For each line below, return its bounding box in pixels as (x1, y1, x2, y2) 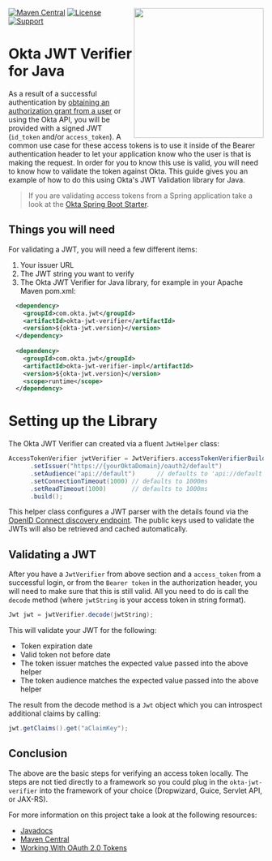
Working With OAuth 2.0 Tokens (19, 842, 128, 852)
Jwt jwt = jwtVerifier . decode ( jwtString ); (8, 611, 154, 619)
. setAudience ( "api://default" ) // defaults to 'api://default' (29, 469, 266, 478)
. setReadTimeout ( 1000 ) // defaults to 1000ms (29, 484, 208, 493)
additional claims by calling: (8, 708, 101, 718)
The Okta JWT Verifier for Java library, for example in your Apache (19, 277, 244, 287)
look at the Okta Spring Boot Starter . (28, 199, 150, 209)
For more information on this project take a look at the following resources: (8, 810, 257, 820)
